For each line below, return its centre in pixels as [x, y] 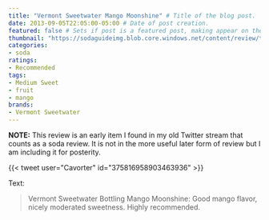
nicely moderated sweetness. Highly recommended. [114, 207]
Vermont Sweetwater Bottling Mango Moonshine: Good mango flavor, [143, 198]
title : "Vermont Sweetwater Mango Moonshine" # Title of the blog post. [132, 16]
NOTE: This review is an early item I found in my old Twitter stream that [126, 135]
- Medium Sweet [34, 82]
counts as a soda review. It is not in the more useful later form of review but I [134, 144]
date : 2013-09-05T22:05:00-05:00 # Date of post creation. [109, 23]
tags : [17, 75]
